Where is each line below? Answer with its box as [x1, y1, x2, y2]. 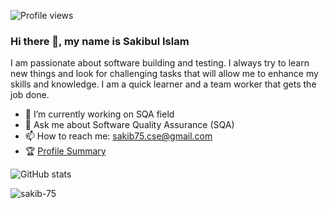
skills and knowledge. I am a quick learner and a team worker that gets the [10, 78, 317, 90]
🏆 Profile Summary [24, 145, 107, 157]
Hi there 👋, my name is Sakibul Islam [10, 34, 190, 48]
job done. [10, 89, 50, 101]
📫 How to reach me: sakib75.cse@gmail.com [24, 130, 213, 142]
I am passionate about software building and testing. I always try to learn [10, 57, 310, 69]
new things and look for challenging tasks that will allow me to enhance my [10, 68, 319, 80]
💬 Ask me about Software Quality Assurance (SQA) [24, 119, 235, 131]
